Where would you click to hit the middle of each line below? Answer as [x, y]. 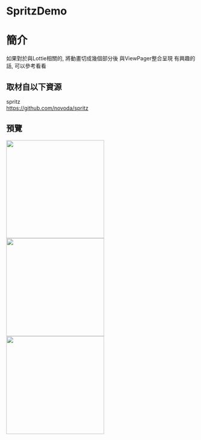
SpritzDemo [37, 11]
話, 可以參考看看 [26, 66]
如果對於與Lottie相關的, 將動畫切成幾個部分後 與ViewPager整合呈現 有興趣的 [101, 58]
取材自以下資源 [34, 86]
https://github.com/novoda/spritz [47, 108]
